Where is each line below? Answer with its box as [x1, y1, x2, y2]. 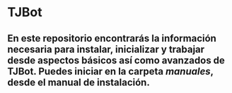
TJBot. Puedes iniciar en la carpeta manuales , [7, 65, 214, 77]
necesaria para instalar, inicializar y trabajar [7, 43, 205, 55]
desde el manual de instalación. [7, 76, 150, 88]
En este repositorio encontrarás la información [7, 32, 217, 44]
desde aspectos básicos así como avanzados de [7, 54, 225, 66]
